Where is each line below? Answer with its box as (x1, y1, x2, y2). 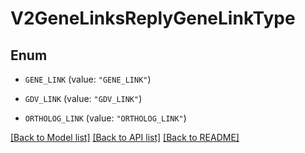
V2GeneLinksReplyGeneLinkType (10, 7, 296, 30)
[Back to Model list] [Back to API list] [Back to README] (10, 132, 240, 143)
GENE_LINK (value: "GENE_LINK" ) (24, 73, 152, 85)
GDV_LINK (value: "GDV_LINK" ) (24, 93, 143, 104)
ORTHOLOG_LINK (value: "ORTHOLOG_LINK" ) (24, 112, 187, 124)
